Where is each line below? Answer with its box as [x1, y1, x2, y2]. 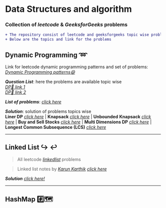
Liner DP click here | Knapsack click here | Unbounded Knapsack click [5, 114, 151, 120]
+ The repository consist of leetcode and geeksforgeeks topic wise [5, 32, 149, 38]
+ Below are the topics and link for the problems [5, 37, 112, 42]
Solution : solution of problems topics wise [5, 108, 91, 114]
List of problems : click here [5, 99, 62, 105]
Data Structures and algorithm [5, 3, 132, 15]
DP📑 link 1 [5, 84, 26, 90]
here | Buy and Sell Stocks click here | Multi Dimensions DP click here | [5, 119, 152, 125]
